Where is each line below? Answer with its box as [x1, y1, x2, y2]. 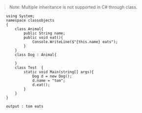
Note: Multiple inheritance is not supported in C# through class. [9, 4, 138, 10]
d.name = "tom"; [32, 78, 66, 83]
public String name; [23, 31, 66, 36]
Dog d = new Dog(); [32, 74, 72, 79]
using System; [6, 14, 35, 19]
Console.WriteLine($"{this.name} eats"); [32, 39, 118, 44]
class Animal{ [15, 27, 44, 31]
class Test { [15, 65, 44, 70]
